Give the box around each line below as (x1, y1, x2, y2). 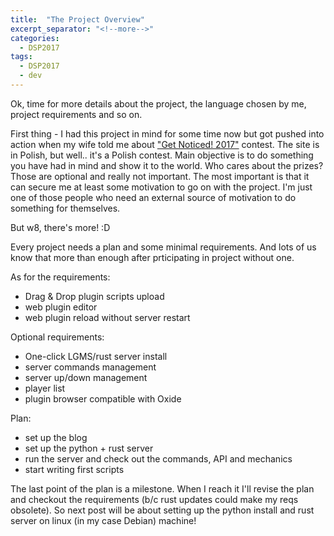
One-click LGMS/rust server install (24, 350, 168, 362)
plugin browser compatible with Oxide (24, 392, 182, 405)
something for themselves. (10, 202, 121, 214)
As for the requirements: (10, 271, 111, 283)
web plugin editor (24, 301, 98, 313)
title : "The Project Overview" (10, 14, 145, 25)
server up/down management (24, 371, 148, 383)
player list (24, 382, 66, 394)
